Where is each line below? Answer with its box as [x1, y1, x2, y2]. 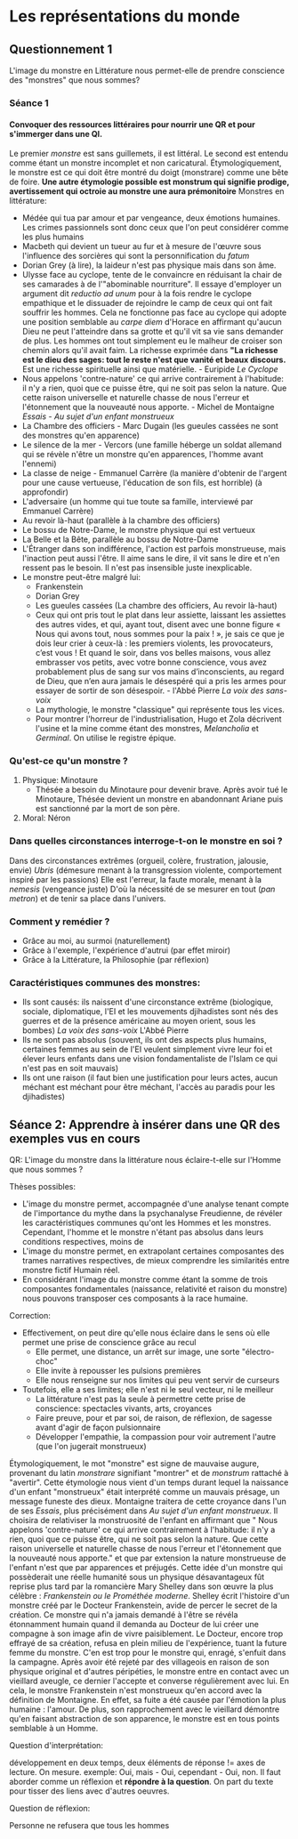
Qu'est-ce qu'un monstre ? [9, 754, 129, 767]
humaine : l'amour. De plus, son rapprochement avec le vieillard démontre [9, 1704, 280, 1714]
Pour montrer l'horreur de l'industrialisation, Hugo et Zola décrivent [35, 714, 282, 724]
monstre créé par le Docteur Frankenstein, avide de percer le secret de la [9, 1600, 278, 1611]
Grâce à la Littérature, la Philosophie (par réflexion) [21, 955, 210, 965]
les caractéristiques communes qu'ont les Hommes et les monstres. [21, 1217, 271, 1229]
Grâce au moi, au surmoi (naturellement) [21, 936, 171, 947]
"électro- [241, 1346, 275, 1358]
